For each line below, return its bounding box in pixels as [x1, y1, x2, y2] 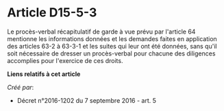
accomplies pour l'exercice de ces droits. [7, 56, 123, 64]
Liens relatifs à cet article [7, 70, 81, 78]
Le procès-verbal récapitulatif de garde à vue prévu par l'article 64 [7, 27, 196, 36]
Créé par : [7, 83, 34, 91]
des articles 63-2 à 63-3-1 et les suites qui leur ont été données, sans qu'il [7, 42, 217, 50]
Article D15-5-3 [7, 5, 97, 21]
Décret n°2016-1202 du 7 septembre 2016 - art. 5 [16, 96, 156, 104]
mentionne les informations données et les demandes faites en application [7, 34, 217, 42]
